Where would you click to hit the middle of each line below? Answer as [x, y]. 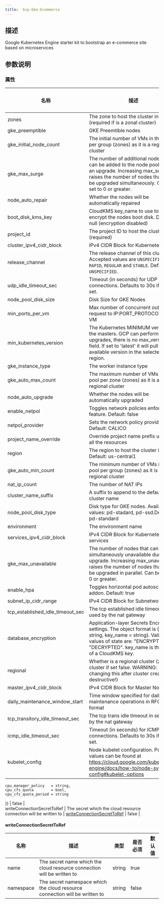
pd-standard [103, 519]
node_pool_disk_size [31, 300]
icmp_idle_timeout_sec [33, 736]
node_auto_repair [28, 200]
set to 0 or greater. [110, 189]
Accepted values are [113, 259]
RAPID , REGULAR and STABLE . [119, 266]
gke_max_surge [26, 174]
